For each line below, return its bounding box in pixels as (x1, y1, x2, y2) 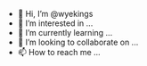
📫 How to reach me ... (17, 47, 101, 57)
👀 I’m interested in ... (17, 18, 94, 29)
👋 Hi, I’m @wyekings (17, 9, 94, 19)
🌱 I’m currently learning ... (17, 28, 113, 37)
